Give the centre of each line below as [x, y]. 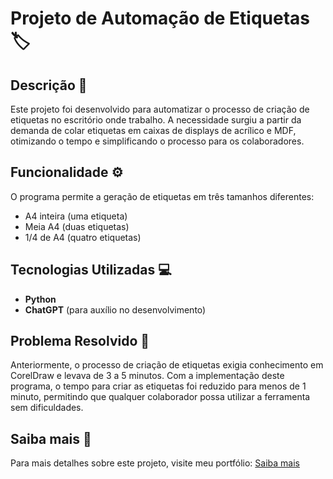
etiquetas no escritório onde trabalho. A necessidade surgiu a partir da [156, 120]
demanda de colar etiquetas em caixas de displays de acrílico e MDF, [153, 130]
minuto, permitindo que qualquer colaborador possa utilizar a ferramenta [160, 397]
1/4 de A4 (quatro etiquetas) [83, 237]
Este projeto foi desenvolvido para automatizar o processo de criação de [160, 109]
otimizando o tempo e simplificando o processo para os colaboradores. [157, 141]
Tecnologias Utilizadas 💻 [91, 270]
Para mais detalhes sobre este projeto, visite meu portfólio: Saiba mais [155, 463]
